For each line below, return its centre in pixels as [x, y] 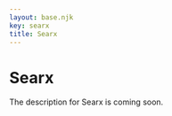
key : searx [29, 26]
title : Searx [33, 34]
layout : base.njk [41, 17]
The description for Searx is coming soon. [86, 102]
